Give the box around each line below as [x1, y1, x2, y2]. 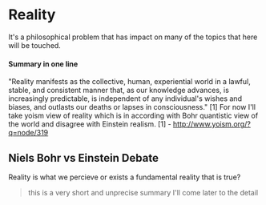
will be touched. [8, 40, 62, 50]
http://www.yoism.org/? [172, 119, 251, 129]
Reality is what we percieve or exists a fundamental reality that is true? [8, 172, 241, 182]
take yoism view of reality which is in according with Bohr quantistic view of [8, 111, 259, 121]
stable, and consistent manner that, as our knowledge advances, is [8, 86, 230, 95]
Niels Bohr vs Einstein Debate [8, 151, 159, 165]
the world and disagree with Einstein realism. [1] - [8, 119, 171, 129]
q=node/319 [8, 128, 49, 138]
